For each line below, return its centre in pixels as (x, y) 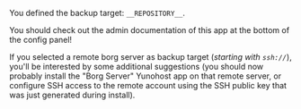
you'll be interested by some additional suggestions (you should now (137, 67)
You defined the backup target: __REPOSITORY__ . (97, 13)
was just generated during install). (72, 95)
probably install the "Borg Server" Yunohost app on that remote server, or (145, 76)
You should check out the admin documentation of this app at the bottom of (150, 30)
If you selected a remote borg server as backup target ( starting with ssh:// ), (150, 57)
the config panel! (41, 40)
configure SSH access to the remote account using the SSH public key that (148, 85)
